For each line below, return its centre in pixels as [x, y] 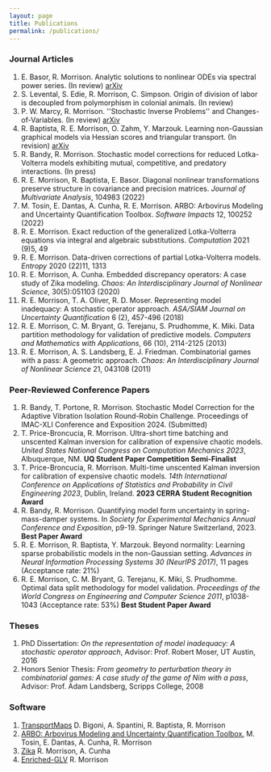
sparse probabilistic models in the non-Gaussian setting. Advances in [136, 553]
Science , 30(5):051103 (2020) [70, 291]
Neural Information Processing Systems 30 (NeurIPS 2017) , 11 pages [135, 562]
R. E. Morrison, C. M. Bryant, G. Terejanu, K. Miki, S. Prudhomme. [129, 579]
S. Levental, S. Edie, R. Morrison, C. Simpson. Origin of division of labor [139, 94]
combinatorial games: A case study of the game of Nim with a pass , [134, 678]
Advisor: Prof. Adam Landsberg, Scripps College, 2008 [112, 686]
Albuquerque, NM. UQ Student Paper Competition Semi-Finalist [129, 458]
